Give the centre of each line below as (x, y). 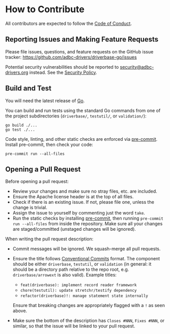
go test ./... (20, 130)
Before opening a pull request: (37, 181)
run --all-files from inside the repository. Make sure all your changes (88, 224)
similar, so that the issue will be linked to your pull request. (74, 326)
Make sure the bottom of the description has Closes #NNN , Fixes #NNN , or (89, 321)
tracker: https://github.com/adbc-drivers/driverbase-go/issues (71, 57)
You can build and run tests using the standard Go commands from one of (83, 110)
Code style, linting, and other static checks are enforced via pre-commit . (81, 139)
